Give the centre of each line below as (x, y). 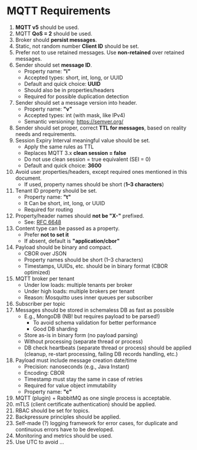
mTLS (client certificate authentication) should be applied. (86, 404)
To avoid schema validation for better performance (95, 322)
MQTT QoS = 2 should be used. (54, 33)
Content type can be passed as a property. (67, 228)
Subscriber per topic (40, 303)
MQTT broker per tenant (45, 279)
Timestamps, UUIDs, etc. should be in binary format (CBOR (96, 266)
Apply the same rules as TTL (59, 147)
